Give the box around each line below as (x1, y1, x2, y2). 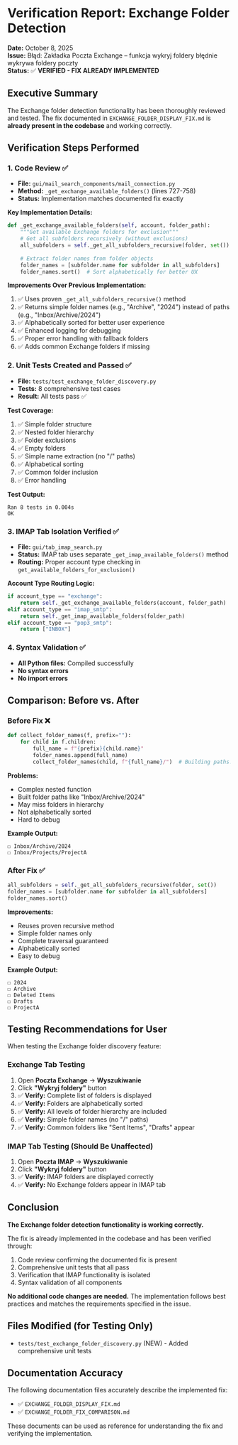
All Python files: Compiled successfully (17, 659, 135, 667)
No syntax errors (17, 666, 69, 675)
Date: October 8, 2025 (7, 43, 74, 52)
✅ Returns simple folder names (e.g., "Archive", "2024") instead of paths (17, 303, 230, 311)
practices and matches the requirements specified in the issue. (7, 1299, 191, 1308)
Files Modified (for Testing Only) (7, 1320, 154, 1332)
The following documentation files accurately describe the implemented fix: (7, 1386, 228, 1395)
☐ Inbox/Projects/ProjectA (7, 849, 87, 856)
